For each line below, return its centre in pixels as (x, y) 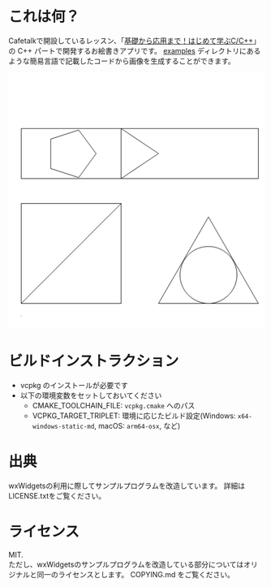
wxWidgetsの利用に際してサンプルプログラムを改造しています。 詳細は (127, 486)
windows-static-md (63, 426)
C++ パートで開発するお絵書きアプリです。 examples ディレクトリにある (139, 50)
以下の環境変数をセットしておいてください (91, 395)
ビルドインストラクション (94, 361)
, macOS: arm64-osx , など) (138, 425)
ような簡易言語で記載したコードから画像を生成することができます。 (122, 61)
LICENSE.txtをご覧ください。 (57, 495)
